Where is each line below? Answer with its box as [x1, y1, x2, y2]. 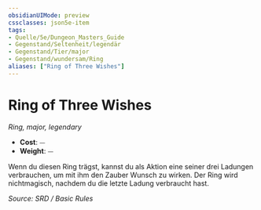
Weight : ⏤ [19, 146, 53, 155]
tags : [8, 26, 26, 34]
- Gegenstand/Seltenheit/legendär [8, 41, 122, 49]
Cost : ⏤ [19, 137, 46, 147]
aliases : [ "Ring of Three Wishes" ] [8, 63, 125, 71]
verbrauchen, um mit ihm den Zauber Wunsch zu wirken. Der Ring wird [8, 170, 238, 179]
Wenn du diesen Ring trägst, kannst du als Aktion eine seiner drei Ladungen [8, 161, 254, 171]
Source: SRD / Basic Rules [8, 194, 94, 203]
